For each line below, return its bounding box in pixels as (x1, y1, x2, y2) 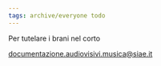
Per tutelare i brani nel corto (8, 33, 101, 43)
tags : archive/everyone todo (8, 11, 106, 20)
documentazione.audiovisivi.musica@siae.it (8, 49, 153, 58)
